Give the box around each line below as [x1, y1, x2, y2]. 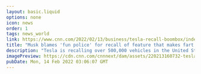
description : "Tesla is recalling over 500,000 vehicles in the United [6, 48, 188, 54]
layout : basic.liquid [6, 8, 60, 15]
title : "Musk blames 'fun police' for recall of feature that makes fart [6, 42, 194, 48]
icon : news [6, 20, 33, 26]
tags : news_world [6, 31, 50, 37]
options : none [6, 14, 42, 20]
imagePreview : [6, 53, 42, 59]
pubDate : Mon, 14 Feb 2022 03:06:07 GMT [6, 58, 109, 64]
